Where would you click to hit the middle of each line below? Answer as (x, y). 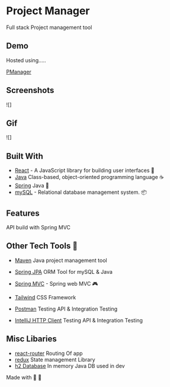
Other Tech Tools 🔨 (42, 246)
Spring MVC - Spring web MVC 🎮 (56, 283)
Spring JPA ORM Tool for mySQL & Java (63, 271)
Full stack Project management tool (49, 27)
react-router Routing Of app (49, 353)
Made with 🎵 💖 (24, 377)
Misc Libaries (32, 339)
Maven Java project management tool (61, 260)
